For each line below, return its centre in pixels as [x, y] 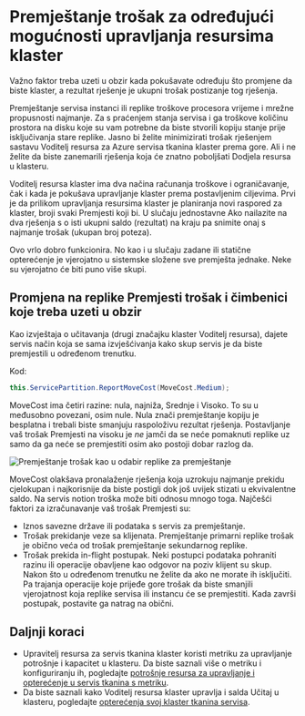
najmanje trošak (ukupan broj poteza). [81, 232]
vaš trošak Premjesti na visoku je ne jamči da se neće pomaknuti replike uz [150, 434]
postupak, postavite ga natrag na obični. [98, 603]
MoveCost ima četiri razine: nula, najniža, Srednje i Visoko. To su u [134, 405]
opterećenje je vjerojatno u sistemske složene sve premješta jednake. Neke [151, 259]
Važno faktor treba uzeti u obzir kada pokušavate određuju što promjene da [151, 80]
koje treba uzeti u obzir [76, 312]
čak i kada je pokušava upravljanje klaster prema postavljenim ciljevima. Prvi [152, 193]
